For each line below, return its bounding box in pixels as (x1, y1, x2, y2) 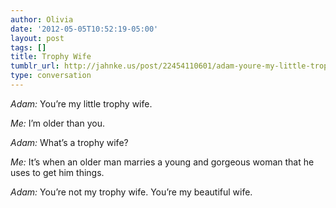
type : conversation (10, 71, 92, 81)
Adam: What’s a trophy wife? (10, 136, 129, 148)
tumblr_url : (10, 61, 60, 71)
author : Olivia (10, 14, 74, 25)
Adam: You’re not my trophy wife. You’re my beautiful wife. (10, 186, 253, 198)
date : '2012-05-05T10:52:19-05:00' (10, 24, 159, 34)
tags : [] (10, 42, 47, 53)
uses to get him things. (10, 166, 105, 178)
